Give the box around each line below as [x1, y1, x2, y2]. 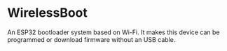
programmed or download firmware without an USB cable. [7, 35, 176, 43]
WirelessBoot [7, 5, 88, 21]
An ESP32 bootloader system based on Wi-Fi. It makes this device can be [7, 28, 220, 36]
